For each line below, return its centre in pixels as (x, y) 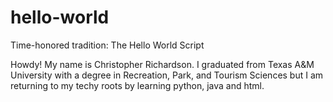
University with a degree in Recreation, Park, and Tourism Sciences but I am (167, 75)
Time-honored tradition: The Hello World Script (107, 45)
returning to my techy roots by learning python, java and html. (137, 85)
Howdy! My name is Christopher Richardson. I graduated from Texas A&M (162, 64)
